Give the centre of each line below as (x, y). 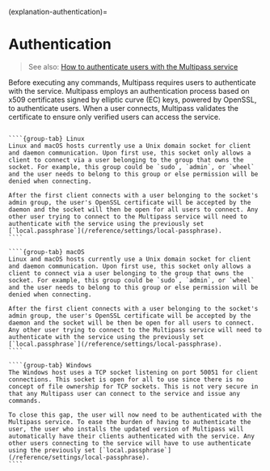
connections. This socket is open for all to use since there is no (126, 380)
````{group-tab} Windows (50, 365)
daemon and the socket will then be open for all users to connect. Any (133, 210)
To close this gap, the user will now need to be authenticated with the (135, 415)
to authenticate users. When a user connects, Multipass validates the (123, 108)
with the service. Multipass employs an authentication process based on (129, 91)
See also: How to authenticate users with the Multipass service (133, 66)
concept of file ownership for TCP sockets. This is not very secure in (133, 386)
